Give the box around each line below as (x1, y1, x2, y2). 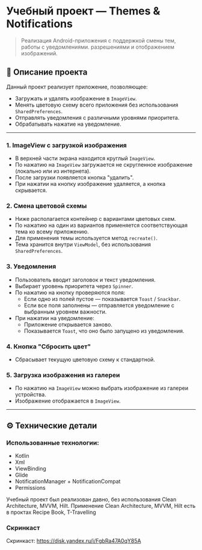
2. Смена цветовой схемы (6, 202, 87, 210)
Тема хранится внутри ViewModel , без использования (14, 241, 151, 248)
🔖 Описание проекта (6, 67, 88, 78)
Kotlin (14, 452, 29, 459)
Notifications (6, 17, 73, 31)
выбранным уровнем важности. (23, 308, 107, 315)
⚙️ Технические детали (6, 420, 97, 431)
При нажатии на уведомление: (14, 314, 94, 321)
